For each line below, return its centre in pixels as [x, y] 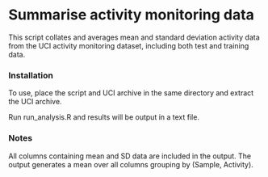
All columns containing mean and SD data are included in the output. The [130, 156]
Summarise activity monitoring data [131, 15]
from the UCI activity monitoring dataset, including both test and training [129, 45]
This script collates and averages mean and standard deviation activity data [134, 37]
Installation [31, 75]
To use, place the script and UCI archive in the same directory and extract [131, 93]
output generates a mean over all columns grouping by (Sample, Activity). [131, 164]
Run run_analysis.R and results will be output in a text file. [104, 117]
